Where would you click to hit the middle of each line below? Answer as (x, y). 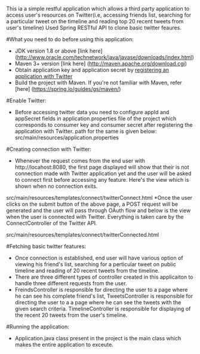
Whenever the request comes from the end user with (80, 161)
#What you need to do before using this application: (70, 39)
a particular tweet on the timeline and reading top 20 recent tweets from (95, 21)
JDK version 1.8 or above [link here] (59, 51)
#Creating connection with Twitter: (49, 149)
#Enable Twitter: (26, 100)
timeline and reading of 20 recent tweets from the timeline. (87, 271)
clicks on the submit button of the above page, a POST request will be (92, 204)
